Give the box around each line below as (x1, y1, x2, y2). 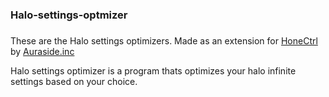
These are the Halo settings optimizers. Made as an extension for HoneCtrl (10, 35, 318, 47)
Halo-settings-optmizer (10, 8, 128, 22)
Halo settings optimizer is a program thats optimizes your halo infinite (10, 65, 297, 77)
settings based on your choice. (10, 76, 138, 88)
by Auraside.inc (10, 46, 75, 58)
